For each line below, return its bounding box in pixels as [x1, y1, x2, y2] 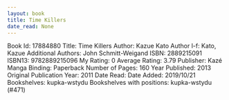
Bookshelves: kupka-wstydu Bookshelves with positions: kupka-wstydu [7, 79, 212, 87]
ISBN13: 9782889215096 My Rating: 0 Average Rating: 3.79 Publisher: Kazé [7, 57, 223, 65]
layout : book [7, 10, 45, 17]
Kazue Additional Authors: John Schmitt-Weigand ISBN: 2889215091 [7, 49, 203, 57]
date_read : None [7, 23, 54, 30]
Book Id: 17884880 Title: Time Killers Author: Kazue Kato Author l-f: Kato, [7, 42, 217, 50]
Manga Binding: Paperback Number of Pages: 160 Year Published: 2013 [7, 63, 212, 72]
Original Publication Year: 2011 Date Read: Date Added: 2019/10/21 [7, 71, 196, 79]
